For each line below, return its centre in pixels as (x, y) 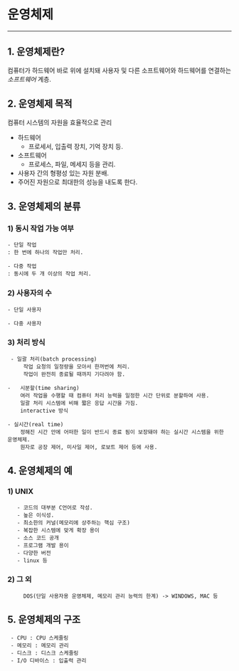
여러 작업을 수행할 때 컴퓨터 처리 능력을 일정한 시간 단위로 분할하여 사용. (115, 396)
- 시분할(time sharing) (43, 388)
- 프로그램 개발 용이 (43, 545)
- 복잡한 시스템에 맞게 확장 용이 (58, 530)
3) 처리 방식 (26, 342)
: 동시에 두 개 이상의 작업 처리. (49, 274)
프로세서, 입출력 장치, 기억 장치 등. (75, 146)
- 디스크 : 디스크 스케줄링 (44, 653)
